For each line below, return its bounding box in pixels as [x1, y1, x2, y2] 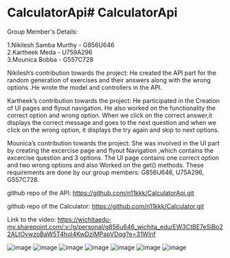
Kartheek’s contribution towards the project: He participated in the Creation [7, 96, 220, 104]
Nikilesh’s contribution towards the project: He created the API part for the [7, 69, 217, 77]
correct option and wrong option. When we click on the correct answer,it [7, 111, 213, 119]
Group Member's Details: [7, 27, 78, 36]
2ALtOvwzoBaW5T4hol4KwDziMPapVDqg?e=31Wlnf [7, 230, 156, 238]
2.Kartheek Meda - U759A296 [7, 48, 93, 56]
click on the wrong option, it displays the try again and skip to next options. [7, 126, 220, 134]
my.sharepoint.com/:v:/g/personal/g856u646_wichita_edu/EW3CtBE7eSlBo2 [7, 222, 223, 231]
